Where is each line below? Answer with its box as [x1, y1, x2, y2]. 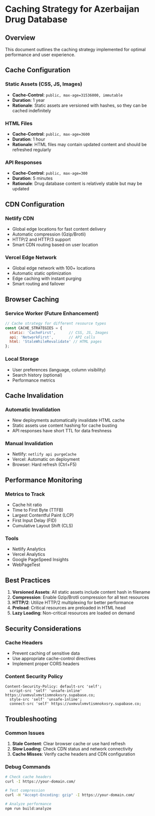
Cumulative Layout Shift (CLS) [12, 523, 74, 529]
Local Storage [5, 356, 39, 363]
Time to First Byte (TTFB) [12, 507, 64, 513]
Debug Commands [5, 763, 51, 770]
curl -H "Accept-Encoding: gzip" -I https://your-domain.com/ [5, 792, 135, 797]
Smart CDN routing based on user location [12, 242, 98, 247]
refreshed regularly [12, 147, 52, 152]
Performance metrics [12, 377, 55, 383]
